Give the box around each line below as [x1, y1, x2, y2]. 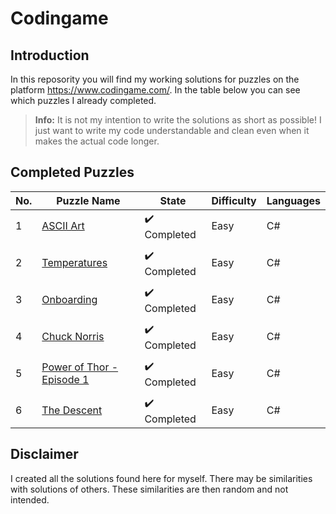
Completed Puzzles [10, 164, 135, 181]
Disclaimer [10, 446, 79, 463]
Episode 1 [41, 373, 90, 387]
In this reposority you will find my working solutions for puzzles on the [10, 73, 300, 85]
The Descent [41, 403, 103, 417]
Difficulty [211, 193, 257, 207]
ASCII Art [41, 219, 85, 233]
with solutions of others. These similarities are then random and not [10, 483, 289, 495]
